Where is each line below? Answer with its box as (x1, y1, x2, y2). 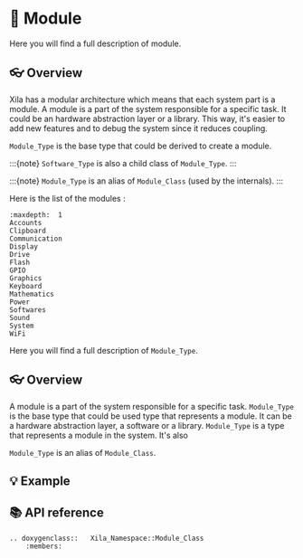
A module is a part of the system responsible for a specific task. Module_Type (9, 401, 294, 411)
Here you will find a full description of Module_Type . (9, 345, 199, 355)
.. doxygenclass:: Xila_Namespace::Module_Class (9, 534, 204, 543)
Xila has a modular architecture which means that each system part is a (9, 94, 276, 105)
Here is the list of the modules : (9, 193, 126, 203)
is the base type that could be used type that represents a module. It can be (9, 411, 292, 421)
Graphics (9, 273, 43, 283)
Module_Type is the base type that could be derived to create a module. (9, 140, 272, 151)
